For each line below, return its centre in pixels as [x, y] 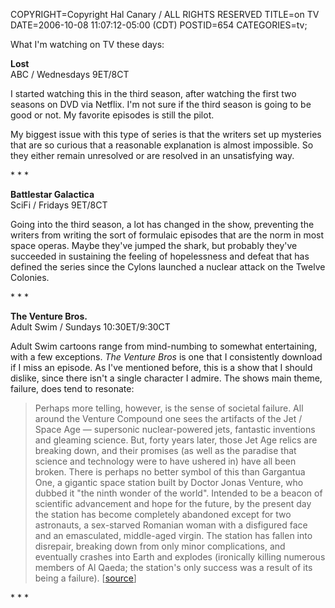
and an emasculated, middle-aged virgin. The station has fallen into [173, 535]
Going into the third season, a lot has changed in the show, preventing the [162, 224]
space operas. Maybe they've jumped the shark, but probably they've [154, 245]
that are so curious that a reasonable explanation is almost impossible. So [162, 145]
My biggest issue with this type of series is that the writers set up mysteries [166, 134]
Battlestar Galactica [52, 194]
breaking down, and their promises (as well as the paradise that [165, 450]
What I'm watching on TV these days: [87, 44]
